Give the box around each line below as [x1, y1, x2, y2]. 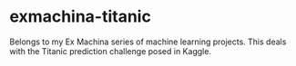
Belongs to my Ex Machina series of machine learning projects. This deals [9, 36, 287, 47]
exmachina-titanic [9, 6, 152, 27]
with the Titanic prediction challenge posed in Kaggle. [9, 45, 212, 56]
